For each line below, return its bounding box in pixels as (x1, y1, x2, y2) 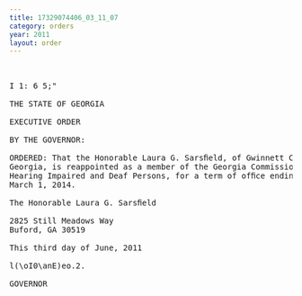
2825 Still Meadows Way (9, 216, 114, 226)
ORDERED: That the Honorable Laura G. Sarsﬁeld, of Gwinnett (9, 153, 285, 163)
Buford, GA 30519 (9, 225, 85, 235)
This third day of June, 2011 (9, 243, 143, 253)
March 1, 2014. (9, 180, 76, 190)
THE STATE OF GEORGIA (9, 99, 105, 109)
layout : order (9, 38, 63, 48)
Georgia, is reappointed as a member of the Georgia (9, 162, 247, 172)
